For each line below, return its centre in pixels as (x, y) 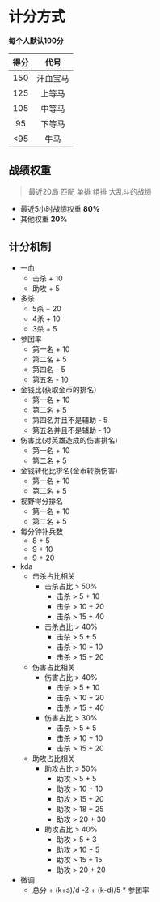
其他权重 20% (44, 219)
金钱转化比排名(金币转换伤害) (69, 470)
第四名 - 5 (49, 369)
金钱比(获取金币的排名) (58, 389)
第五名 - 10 (50, 379)
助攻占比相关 (53, 758)
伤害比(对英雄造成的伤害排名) (69, 440)
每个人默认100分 (36, 41)
